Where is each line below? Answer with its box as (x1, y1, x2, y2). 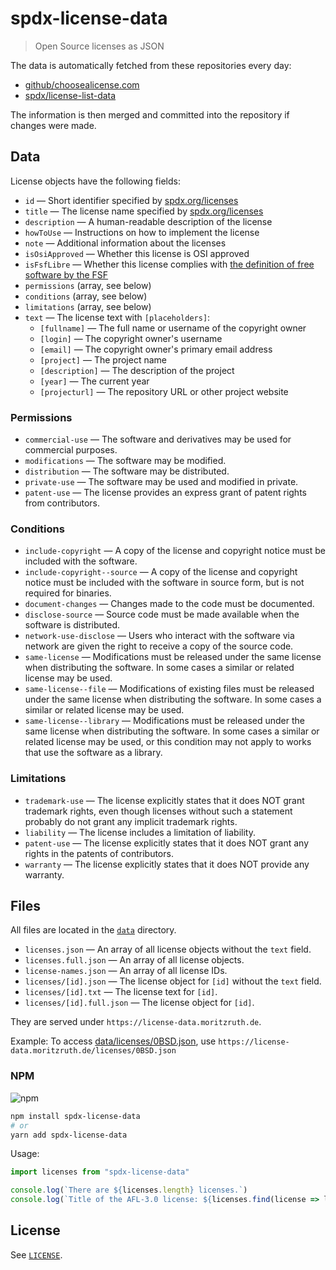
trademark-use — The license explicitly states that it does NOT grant (24, 794, 305, 806)
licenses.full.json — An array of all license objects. (24, 954, 245, 966)
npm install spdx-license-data (10, 1111, 141, 1121)
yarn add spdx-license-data (10, 1130, 128, 1140)
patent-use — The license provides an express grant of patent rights (24, 487, 307, 499)
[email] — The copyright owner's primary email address (39, 343, 273, 355)
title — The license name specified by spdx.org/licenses (24, 205, 264, 217)
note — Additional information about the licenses (24, 237, 227, 249)
